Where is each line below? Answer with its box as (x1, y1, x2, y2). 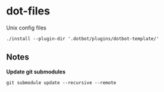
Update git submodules (6, 68, 66, 75)
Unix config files (6, 24, 47, 31)
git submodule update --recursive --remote (6, 79, 117, 85)
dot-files (6, 4, 50, 18)
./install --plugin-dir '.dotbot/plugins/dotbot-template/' (6, 35, 160, 41)
